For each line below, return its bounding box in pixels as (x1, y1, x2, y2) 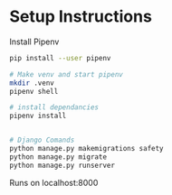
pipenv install (9, 111, 67, 121)
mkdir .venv (9, 79, 54, 88)
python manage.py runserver (9, 161, 116, 170)
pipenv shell (9, 87, 59, 96)
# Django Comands (9, 135, 75, 145)
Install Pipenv (9, 36, 60, 47)
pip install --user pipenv (9, 53, 111, 62)
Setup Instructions (9, 6, 152, 27)
